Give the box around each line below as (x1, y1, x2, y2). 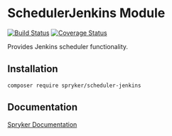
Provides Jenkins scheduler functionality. (7, 42, 129, 51)
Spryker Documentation (7, 120, 77, 129)
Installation (7, 63, 58, 75)
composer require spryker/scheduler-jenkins (7, 82, 141, 89)
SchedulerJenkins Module (7, 5, 166, 21)
